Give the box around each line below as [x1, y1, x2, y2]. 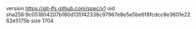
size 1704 [30, 17, 54, 24]
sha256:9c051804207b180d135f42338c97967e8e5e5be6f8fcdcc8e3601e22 [6, 11, 191, 18]
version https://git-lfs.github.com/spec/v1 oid [6, 5, 115, 12]
